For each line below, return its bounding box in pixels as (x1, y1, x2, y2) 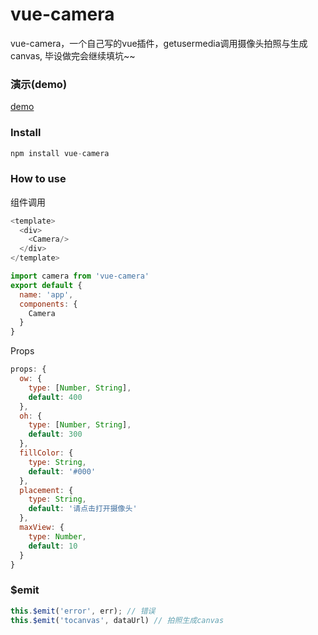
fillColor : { (19, 448, 74, 458)
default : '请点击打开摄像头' (28, 504, 138, 514)
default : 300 (28, 429, 83, 440)
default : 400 (28, 392, 83, 402)
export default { (10, 280, 83, 290)
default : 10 (28, 541, 78, 551)
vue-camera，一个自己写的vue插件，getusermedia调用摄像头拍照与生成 (10, 37, 308, 49)
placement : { (19, 485, 74, 495)
